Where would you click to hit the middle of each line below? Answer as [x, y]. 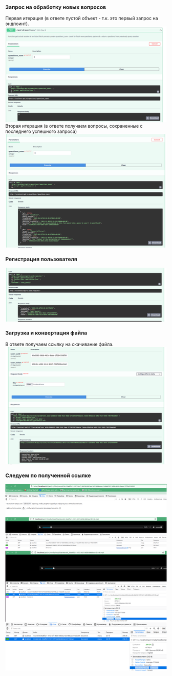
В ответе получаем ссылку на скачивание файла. [59, 344]
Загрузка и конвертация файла [46, 333]
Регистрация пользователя [41, 259]
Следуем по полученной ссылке [48, 475]
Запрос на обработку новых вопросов [56, 7]
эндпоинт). [17, 24]
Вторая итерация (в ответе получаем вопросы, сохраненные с [74, 126]
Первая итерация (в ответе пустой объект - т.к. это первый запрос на [82, 18]
